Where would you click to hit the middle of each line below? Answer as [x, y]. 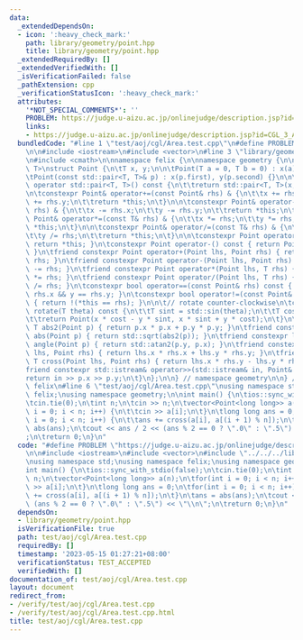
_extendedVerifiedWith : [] [68, 69]
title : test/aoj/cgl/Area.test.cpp [76, 621]
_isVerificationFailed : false [74, 77]
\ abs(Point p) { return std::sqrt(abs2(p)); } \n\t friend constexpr [157, 336]
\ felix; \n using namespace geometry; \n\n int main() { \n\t [137, 395]
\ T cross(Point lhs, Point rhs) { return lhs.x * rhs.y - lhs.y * [155, 361]
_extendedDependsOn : [56, 26]
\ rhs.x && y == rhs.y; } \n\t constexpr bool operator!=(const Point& [159, 294]
